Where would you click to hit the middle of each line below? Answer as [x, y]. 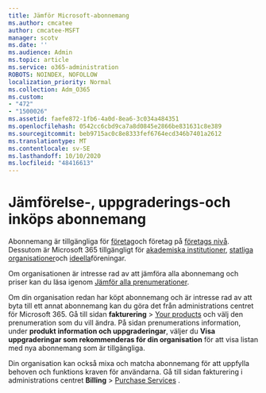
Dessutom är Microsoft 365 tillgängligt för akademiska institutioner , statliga [131, 250]
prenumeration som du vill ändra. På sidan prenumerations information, [125, 323]
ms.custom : [26, 97]
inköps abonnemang [77, 220]
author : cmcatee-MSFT [44, 30]
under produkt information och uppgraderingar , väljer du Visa [112, 331]
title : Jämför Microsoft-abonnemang [69, 15]
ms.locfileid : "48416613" [51, 164]
